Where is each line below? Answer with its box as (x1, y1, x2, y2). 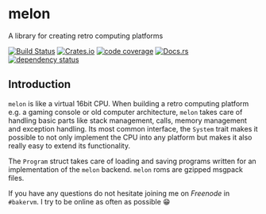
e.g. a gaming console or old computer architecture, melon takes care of (8, 107, 243, 117)
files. (8, 173, 25, 182)
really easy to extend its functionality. (8, 140, 131, 151)
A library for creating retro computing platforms (8, 31, 164, 40)
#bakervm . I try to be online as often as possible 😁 (8, 197, 171, 206)
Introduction (8, 78, 71, 91)
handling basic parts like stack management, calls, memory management (8, 116, 248, 125)
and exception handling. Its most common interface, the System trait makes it (8, 124, 258, 133)
